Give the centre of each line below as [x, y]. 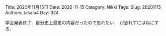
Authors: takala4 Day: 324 [32, 13]
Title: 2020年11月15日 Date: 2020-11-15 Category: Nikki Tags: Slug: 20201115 [83, 7]
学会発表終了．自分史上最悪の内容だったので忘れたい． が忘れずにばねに [80, 23]
